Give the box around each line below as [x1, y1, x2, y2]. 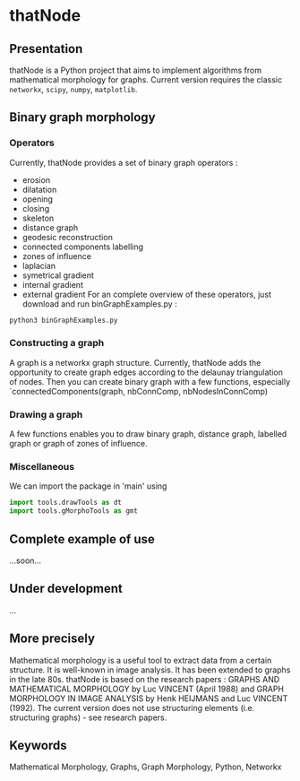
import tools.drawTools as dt [9, 499, 123, 508]
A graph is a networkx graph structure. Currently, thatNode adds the [9, 357, 261, 368]
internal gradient [21, 279, 83, 290]
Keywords [9, 738, 67, 753]
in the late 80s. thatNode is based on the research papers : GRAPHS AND [9, 673, 280, 684]
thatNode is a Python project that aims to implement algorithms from [9, 65, 262, 75]
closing [21, 203, 50, 213]
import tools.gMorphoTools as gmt [9, 507, 139, 516]
